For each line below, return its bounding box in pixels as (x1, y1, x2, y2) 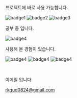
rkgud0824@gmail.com (5, 87, 55, 93)
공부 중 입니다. (5, 25, 34, 31)
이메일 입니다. (5, 77, 33, 83)
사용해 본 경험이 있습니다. (5, 46, 56, 52)
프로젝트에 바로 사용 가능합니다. (5, 5, 68, 10)
